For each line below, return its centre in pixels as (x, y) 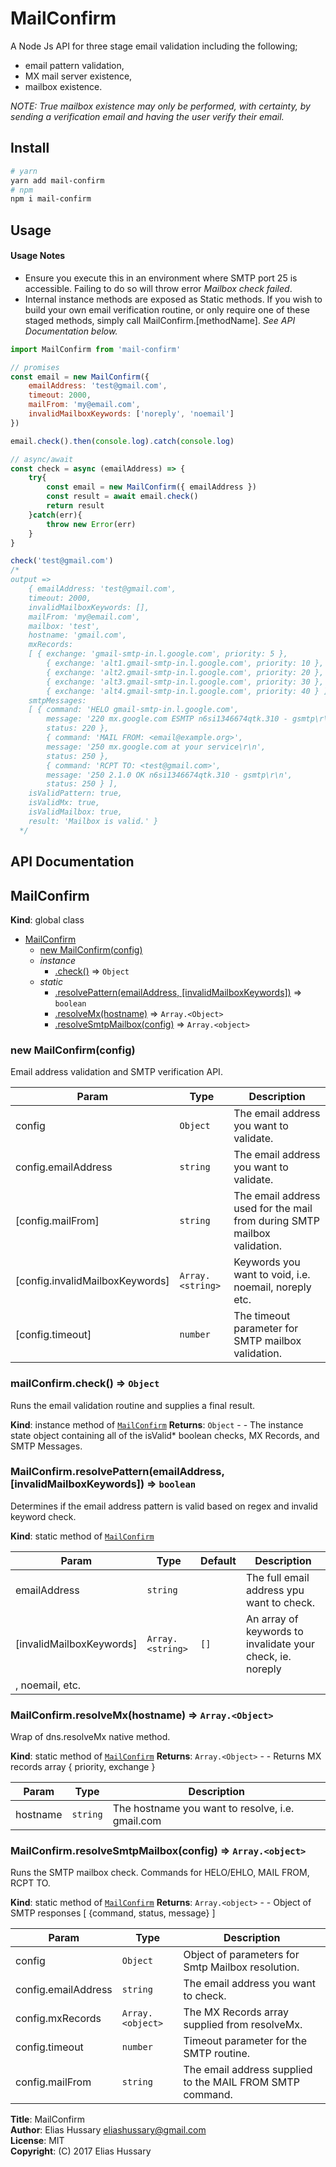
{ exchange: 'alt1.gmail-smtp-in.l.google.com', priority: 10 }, (185, 663)
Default (218, 1560)
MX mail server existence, (78, 76)
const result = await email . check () (122, 497)
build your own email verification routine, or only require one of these (167, 309)
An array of (272, 1619)
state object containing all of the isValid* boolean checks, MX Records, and (165, 1435)
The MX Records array (236, 2012)
